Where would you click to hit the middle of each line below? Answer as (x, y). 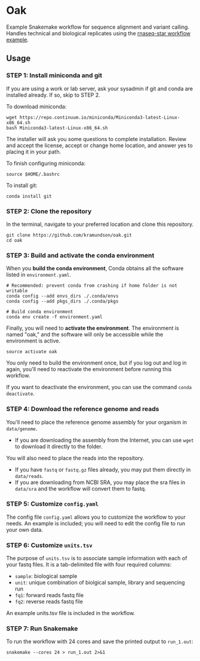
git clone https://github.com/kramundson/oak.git (69, 235)
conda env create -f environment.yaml (54, 317)
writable (17, 291)
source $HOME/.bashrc (33, 174)
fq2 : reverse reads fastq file (49, 602)
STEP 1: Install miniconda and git (54, 75)
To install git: (22, 185)
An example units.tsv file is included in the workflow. (71, 613)
